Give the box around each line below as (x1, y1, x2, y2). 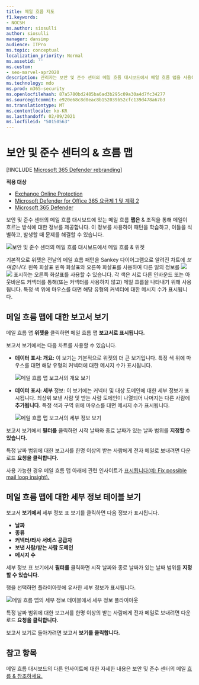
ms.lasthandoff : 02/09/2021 (6, 113, 76, 119)
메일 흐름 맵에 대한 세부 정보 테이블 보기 (6, 492, 141, 502)
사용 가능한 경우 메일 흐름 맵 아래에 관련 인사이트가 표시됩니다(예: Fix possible (6, 466, 187, 474)
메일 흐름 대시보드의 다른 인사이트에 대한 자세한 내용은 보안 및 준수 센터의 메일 (6, 665, 187, 672)
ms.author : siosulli (6, 25, 57, 31)
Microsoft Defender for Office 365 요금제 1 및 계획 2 (14, 197, 139, 204)
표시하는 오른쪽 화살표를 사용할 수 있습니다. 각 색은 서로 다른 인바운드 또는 (13, 271, 184, 279)
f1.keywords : (6, 14, 38, 20)
